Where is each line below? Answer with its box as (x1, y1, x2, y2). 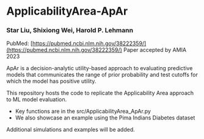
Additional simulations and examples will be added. (6, 126, 136, 134)
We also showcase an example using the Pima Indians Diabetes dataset (15, 114, 195, 121)
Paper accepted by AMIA (123, 46, 187, 54)
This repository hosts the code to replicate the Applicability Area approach (6, 90, 194, 97)
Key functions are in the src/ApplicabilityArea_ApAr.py (15, 108, 151, 115)
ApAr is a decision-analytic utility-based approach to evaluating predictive (6, 65, 193, 72)
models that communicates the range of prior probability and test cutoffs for (6, 71, 199, 79)
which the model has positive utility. (6, 77, 97, 85)
